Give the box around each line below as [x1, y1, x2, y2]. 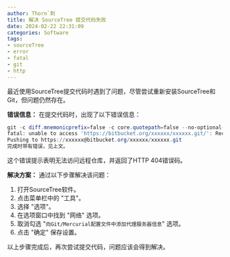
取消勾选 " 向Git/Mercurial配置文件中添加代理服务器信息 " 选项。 [16, 220, 185, 228]
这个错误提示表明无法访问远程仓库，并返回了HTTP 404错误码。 [7, 156, 187, 164]
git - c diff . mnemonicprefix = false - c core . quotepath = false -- [7, 124, 188, 131]
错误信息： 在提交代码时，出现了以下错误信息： [7, 110, 141, 119]
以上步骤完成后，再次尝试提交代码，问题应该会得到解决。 [7, 243, 169, 251]
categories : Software [7, 29, 69, 36]
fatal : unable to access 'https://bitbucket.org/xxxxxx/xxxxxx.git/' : [7, 130, 213, 137]
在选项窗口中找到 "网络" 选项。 [16, 211, 105, 219]
